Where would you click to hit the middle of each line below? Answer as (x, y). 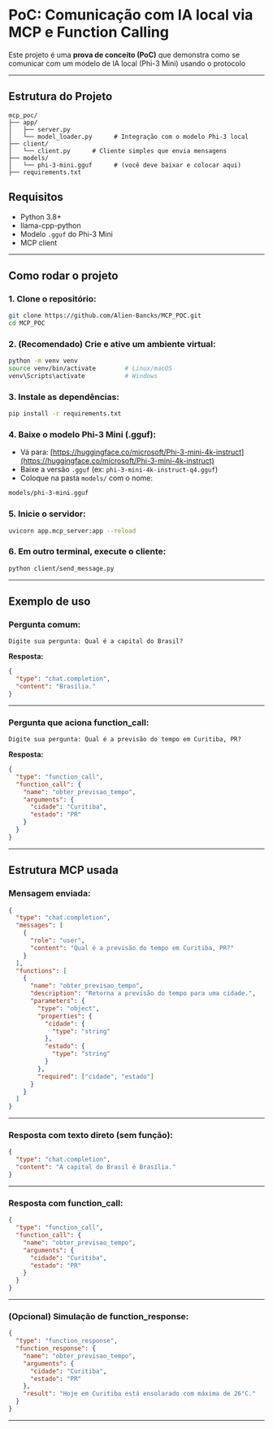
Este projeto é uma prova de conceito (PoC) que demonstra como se (124, 54)
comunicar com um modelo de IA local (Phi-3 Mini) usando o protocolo (127, 63)
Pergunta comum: (45, 624)
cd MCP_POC (27, 324)
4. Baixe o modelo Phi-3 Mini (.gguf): (82, 435)
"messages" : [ (39, 925)
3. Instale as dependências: (64, 397)
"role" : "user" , (57, 940)
